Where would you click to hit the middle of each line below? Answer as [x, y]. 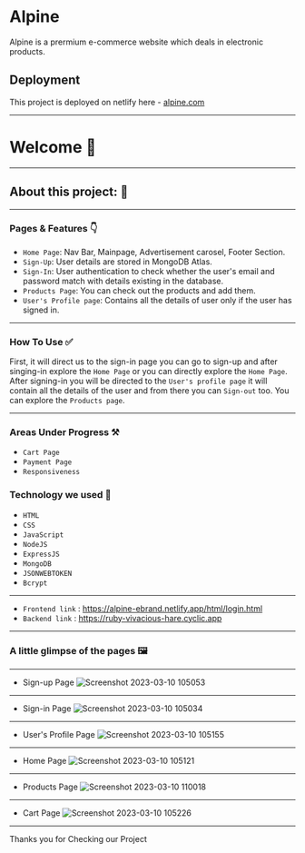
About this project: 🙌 [69, 192]
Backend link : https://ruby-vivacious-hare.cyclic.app [122, 618]
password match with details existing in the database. [123, 281]
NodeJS [35, 544]
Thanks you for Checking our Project [78, 838]
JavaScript [43, 535]
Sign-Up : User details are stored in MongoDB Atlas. [118, 262]
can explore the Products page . [67, 401]
